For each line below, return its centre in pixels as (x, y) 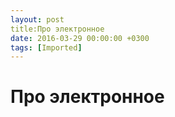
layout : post (37, 19)
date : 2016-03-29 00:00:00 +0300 (80, 38)
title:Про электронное (57, 29)
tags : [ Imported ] (46, 47)
